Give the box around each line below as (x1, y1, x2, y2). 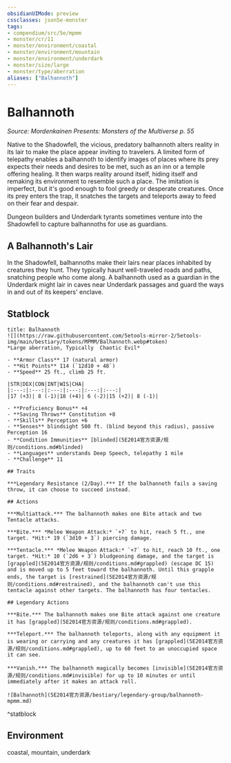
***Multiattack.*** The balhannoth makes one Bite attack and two (7, 510, 202, 517)
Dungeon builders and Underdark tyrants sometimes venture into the (7, 212, 203, 221)
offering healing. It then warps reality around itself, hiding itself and (7, 170, 198, 178)
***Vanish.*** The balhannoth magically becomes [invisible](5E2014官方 (7, 665, 219, 672)
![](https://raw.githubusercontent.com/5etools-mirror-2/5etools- (7, 332, 202, 339)
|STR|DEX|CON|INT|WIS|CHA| (7, 380, 85, 387)
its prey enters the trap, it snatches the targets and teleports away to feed (7, 192, 217, 201)
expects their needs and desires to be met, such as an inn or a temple (7, 163, 205, 171)
